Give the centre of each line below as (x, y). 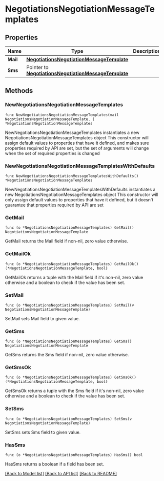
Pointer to (37, 67)
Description (147, 51)
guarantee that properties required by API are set (54, 205)
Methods (19, 91)
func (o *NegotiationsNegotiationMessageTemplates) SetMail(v (70, 305)
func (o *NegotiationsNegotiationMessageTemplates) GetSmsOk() (71, 377)
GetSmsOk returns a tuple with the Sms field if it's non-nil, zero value (74, 391)
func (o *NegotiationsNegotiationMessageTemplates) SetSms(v (69, 419)
